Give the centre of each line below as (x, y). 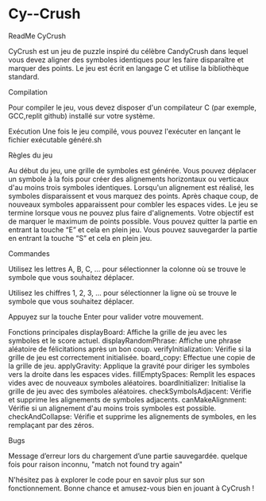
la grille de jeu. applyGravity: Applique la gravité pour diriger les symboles (129, 366)
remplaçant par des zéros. (51, 425)
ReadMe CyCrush (37, 36)
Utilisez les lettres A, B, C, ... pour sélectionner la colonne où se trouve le (127, 269)
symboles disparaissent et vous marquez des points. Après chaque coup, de (133, 196)
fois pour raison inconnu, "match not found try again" (95, 464)
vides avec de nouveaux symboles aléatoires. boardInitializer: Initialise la (127, 383)
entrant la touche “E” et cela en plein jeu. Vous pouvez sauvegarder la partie (133, 229)
